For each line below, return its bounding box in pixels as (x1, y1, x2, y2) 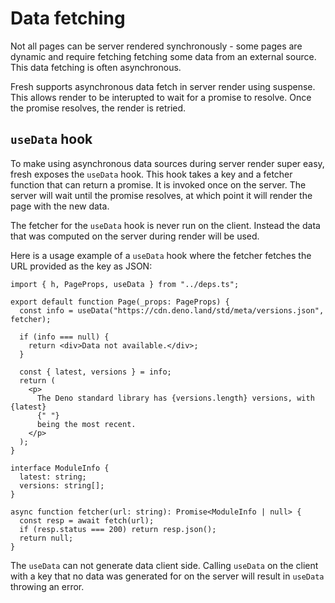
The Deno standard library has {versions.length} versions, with (36, 393, 315, 403)
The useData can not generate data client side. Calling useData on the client (10, 559, 319, 571)
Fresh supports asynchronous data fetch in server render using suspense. (10, 80, 316, 92)
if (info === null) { (19, 332, 110, 342)
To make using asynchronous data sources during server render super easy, (10, 157, 325, 169)
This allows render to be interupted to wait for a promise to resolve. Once (10, 91, 312, 103)
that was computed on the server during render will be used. (10, 230, 260, 242)
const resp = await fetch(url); (19, 515, 155, 526)
